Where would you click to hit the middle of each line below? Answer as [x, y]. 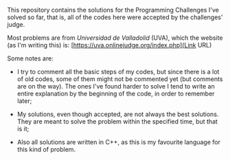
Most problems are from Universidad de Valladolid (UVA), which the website [115, 38]
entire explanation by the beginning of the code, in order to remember [116, 93]
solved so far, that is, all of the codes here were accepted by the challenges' [115, 17]
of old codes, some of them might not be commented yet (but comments [120, 79]
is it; [23, 129]
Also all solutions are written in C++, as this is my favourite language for [119, 142]
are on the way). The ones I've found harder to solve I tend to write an [116, 86]
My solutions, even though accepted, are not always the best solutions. [118, 114]
